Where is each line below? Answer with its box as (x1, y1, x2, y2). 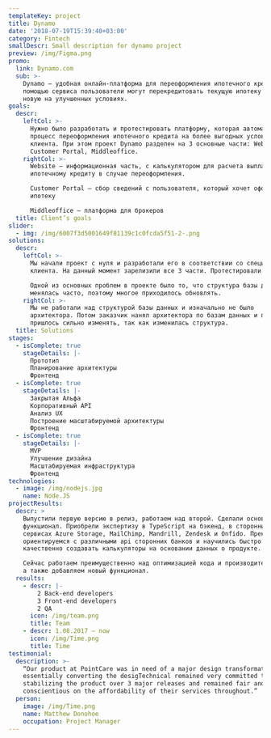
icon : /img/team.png (29, 612, 99, 620)
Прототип (29, 357, 60, 365)
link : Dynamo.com (15, 65, 74, 73)
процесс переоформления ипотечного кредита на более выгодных (29, 132, 244, 140)
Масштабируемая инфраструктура (29, 462, 135, 470)
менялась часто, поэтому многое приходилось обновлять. (29, 289, 222, 297)
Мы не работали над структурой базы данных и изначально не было (29, 304, 254, 312)
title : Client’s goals (15, 214, 92, 223)
